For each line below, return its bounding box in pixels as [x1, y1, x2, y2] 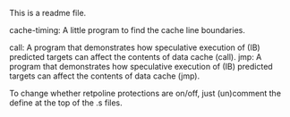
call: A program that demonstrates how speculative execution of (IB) [9, 42, 261, 53]
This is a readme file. [9, 8, 87, 18]
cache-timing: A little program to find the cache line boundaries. [9, 25, 246, 35]
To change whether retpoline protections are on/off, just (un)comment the [9, 88, 282, 98]
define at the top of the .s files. [9, 97, 123, 108]
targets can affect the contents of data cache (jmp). [9, 71, 200, 81]
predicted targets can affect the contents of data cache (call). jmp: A [9, 52, 262, 62]
